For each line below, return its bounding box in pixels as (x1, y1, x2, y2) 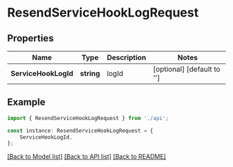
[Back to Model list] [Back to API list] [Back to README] (7, 153, 166, 161)
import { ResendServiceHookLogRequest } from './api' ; (7, 115, 169, 121)
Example (7, 97, 46, 108)
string (80, 69, 101, 78)
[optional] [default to (153, 64, 221, 74)
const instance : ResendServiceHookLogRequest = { (7, 127, 154, 134)
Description (106, 53, 147, 62)
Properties (7, 32, 54, 44)
